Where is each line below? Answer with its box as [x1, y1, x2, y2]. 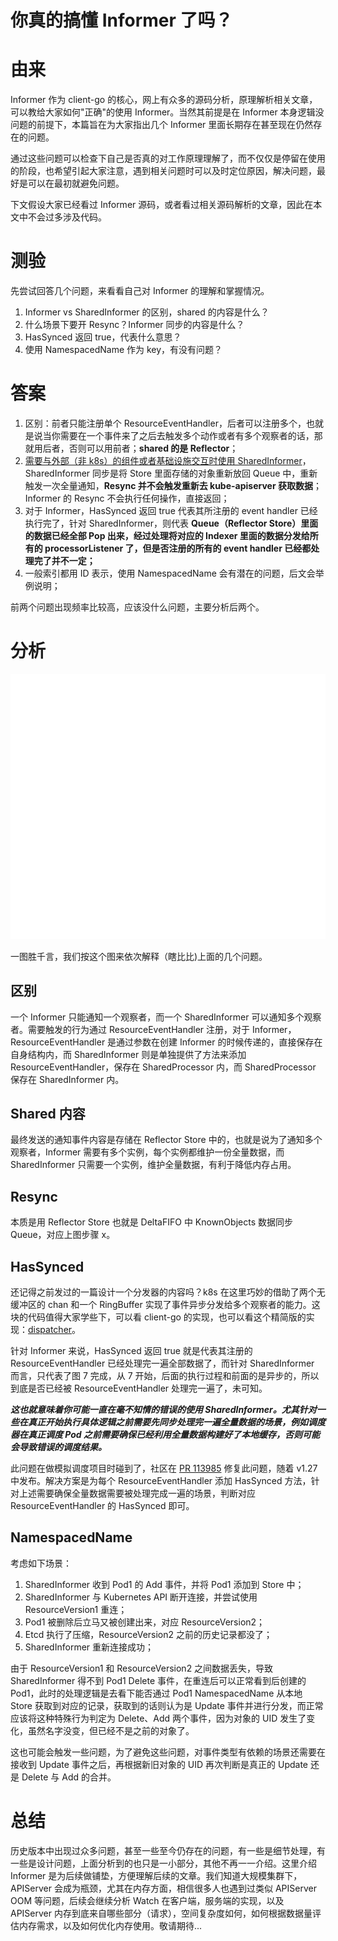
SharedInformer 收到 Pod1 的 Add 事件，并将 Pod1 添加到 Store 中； [24, 1578, 305, 1590]
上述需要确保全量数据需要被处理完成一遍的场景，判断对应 [18, 1487, 256, 1499]
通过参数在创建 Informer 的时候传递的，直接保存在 [116, 1036, 323, 1048]
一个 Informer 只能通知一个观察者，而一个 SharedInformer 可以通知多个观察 [10, 1011, 322, 1023]
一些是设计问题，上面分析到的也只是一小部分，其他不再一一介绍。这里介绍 [10, 1857, 317, 1869]
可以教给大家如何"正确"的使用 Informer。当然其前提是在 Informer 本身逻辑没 [10, 106, 325, 118]
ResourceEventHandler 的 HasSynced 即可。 [10, 1499, 195, 1511]
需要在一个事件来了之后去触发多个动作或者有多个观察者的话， [59, 430, 315, 441]
